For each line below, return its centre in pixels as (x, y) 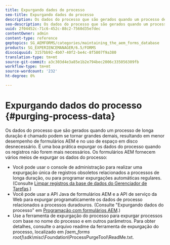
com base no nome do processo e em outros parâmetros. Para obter (84, 221)
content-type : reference (31, 39)
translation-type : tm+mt (31, 57)
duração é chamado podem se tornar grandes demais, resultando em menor (85, 135)
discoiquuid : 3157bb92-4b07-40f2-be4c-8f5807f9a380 (61, 52)
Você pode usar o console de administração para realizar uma (77, 167)
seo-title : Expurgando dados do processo (50, 15)
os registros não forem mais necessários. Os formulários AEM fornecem (80, 152)
